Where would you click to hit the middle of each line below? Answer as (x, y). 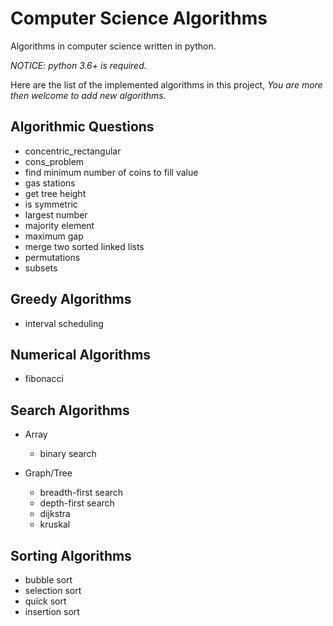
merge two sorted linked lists (84, 246)
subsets (41, 268)
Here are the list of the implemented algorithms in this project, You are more (166, 84)
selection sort (53, 590)
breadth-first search (81, 493)
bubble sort (48, 580)
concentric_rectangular (73, 151)
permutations (52, 257)
